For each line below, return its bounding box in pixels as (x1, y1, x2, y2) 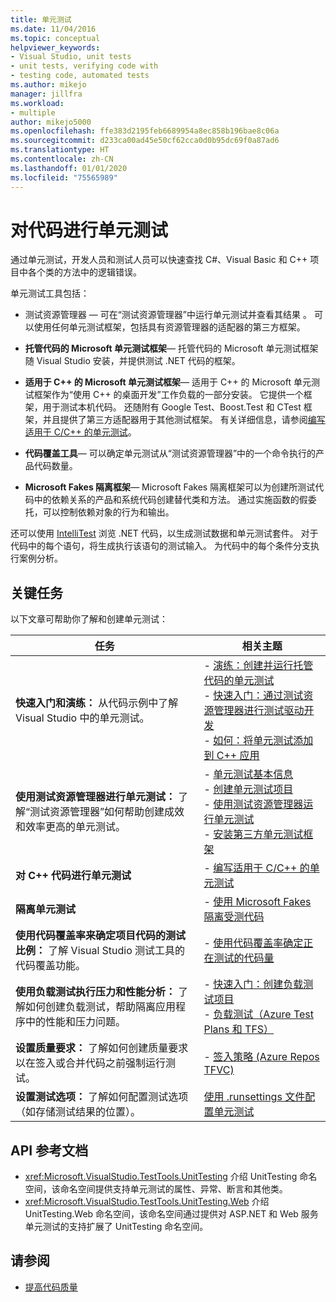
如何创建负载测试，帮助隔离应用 (25, 1000, 177, 1014)
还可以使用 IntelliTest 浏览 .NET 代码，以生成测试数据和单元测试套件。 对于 (10, 527, 319, 540)
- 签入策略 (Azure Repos (203, 1050, 320, 1064)
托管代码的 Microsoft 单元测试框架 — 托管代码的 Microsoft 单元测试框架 (24, 342, 319, 355)
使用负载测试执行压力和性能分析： (15, 985, 177, 999)
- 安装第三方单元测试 (203, 827, 304, 841)
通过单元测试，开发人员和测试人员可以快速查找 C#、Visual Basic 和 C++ (10, 254, 308, 266)
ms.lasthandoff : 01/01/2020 (10, 163, 128, 173)
